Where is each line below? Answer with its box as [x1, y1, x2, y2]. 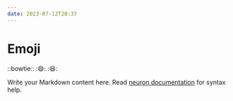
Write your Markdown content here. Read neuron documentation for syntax [7, 78, 226, 86]
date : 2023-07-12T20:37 [7, 10, 78, 18]
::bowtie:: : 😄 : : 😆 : [7, 64, 58, 73]
